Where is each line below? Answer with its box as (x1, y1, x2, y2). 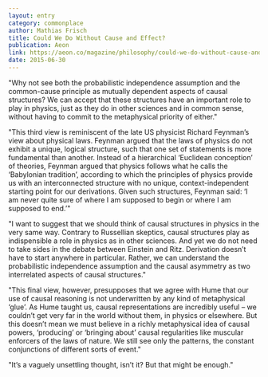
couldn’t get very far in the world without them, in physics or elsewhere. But (8, 310, 258, 320)
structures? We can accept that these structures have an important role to (8, 95, 251, 104)
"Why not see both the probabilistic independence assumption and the (8, 77, 241, 88)
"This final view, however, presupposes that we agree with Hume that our (8, 285, 249, 295)
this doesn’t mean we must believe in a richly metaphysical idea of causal (8, 319, 250, 328)
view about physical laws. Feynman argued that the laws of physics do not (8, 135, 253, 145)
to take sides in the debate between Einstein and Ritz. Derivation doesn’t (8, 244, 246, 253)
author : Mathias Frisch (8, 26, 88, 34)
